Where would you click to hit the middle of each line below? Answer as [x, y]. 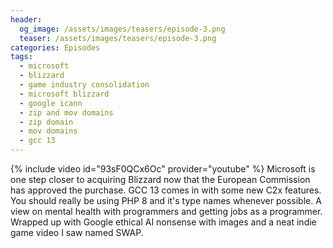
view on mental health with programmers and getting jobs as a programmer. [166, 211]
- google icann [51, 103]
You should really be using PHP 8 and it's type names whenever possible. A [166, 200]
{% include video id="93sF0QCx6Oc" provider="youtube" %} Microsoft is [163, 169]
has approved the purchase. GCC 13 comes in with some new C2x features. [166, 190]
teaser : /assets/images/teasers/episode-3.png [118, 38]
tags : [21, 57]
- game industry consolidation [84, 85]
